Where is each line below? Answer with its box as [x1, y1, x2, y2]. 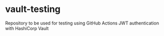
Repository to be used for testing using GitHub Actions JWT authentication [5, 20, 159, 26]
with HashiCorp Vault [5, 25, 49, 31]
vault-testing [5, 3, 61, 15]
